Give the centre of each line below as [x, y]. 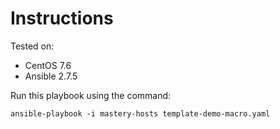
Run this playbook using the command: [91, 95]
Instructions [62, 18]
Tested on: [32, 46]
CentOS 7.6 [48, 65]
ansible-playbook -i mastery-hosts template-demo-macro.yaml [140, 113]
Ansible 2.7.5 [51, 76]
